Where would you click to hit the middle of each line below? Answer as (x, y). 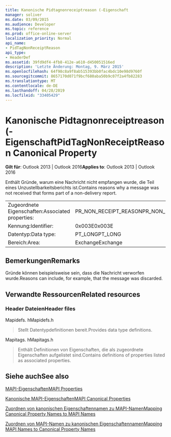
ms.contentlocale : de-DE (32, 86)
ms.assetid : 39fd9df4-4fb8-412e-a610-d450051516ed (60, 62)
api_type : (16, 52)
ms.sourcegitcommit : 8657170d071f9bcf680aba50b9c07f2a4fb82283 (74, 76)
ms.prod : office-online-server (38, 34)
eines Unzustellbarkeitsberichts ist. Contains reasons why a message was (82, 188)
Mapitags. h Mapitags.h (29, 340)
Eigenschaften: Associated (39, 211)
